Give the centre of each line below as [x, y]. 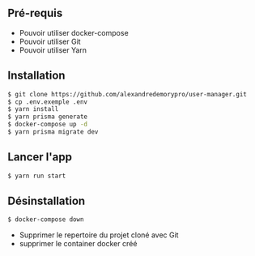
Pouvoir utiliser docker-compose [74, 32]
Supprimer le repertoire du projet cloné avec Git [99, 235]
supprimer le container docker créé [78, 244]
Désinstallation [47, 201]
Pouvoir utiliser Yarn [53, 50]
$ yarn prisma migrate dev [53, 132]
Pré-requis [35, 13]
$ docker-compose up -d [48, 125]
